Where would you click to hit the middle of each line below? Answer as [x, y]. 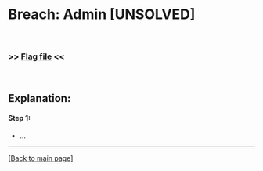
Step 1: [20, 118]
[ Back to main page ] [41, 158]
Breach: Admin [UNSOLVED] [102, 15]
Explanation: [40, 98]
